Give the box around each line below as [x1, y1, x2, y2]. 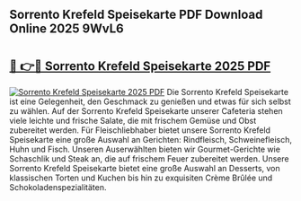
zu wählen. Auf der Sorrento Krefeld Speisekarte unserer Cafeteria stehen [9, 106, 283, 116]
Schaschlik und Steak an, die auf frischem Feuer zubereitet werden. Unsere [9, 153, 289, 164]
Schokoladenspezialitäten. [9, 182, 107, 192]
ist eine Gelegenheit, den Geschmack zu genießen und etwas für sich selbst [9, 96, 292, 107]
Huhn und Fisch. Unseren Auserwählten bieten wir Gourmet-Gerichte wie [9, 144, 281, 154]
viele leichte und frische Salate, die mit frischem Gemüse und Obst [9, 116, 257, 126]
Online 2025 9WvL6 [9, 22, 124, 37]
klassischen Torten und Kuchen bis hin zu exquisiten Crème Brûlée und [9, 172, 273, 183]
